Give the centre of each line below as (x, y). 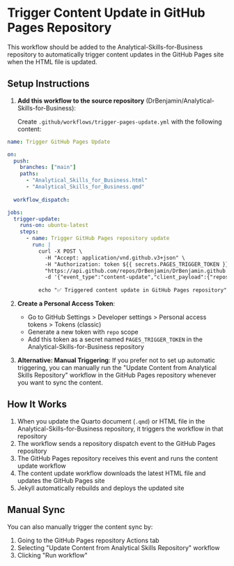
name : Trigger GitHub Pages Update (59, 142)
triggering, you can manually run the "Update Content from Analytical (117, 367)
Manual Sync (36, 510)
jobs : (15, 212)
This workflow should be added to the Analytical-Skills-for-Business (105, 47)
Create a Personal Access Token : (66, 304)
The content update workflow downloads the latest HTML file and (111, 473)
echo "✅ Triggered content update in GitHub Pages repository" (133, 290)
